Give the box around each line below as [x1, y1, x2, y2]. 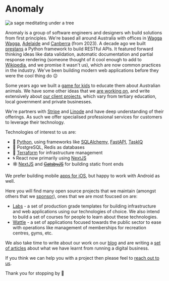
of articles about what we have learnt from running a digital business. [5, 245, 149, 251]
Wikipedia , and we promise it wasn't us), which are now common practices [5, 62, 161, 68]
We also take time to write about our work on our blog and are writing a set [5, 239, 161, 246]
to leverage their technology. [5, 119, 65, 125]
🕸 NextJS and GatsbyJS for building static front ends [12, 160, 124, 167]
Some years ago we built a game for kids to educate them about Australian [5, 82, 160, 89]
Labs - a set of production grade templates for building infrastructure [12, 203, 156, 209]
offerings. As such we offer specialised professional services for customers [5, 113, 162, 119]
